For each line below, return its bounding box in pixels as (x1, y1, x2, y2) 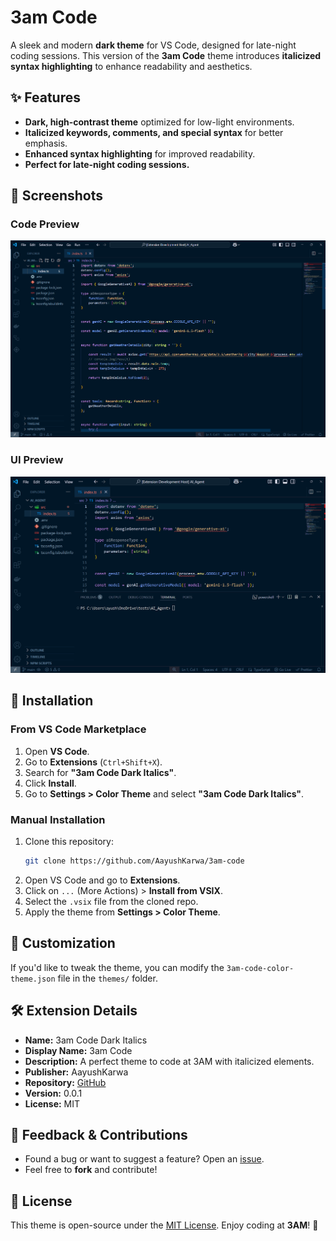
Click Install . (24, 777, 77, 789)
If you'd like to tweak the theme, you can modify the (10, 961, 225, 973)
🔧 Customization (10, 935, 116, 952)
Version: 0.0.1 (24, 1087, 83, 1099)
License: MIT (24, 1097, 81, 1110)
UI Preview (10, 453, 64, 467)
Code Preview (10, 217, 80, 231)
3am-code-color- (226, 963, 295, 973)
